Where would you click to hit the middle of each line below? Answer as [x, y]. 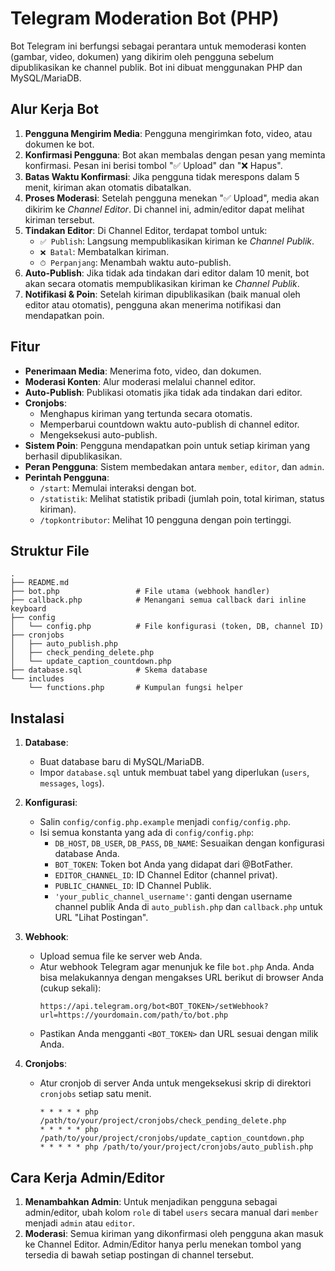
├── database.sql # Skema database [109, 670]
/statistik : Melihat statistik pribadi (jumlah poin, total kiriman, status [182, 498]
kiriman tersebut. [59, 219]
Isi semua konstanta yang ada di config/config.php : [146, 833]
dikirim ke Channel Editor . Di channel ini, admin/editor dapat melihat [164, 209]
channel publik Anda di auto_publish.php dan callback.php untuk [188, 907]
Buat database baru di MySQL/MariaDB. [122, 762]
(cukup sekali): [70, 988]
